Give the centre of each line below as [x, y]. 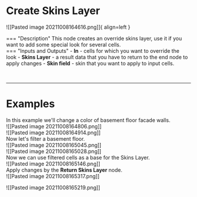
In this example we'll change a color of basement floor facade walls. [89, 120]
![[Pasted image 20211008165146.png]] [53, 164]
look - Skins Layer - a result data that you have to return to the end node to [97, 57]
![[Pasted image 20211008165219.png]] [53, 187]
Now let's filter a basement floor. [45, 138]
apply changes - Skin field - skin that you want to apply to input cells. [90, 63]
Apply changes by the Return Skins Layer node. [64, 170]
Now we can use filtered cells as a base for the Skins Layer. [78, 157]
